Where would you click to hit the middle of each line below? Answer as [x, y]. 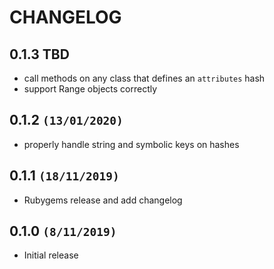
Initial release [51, 255]
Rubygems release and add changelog [103, 200]
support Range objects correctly [90, 89]
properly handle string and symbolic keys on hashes [131, 144]
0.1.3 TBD [39, 54]
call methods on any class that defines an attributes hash [144, 78]
